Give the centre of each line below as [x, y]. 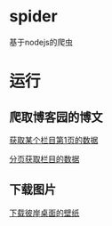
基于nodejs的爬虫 [41, 42]
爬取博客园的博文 [56, 117]
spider [33, 16]
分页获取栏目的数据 [44, 158]
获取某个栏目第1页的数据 [54, 140]
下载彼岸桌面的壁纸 [44, 213]
